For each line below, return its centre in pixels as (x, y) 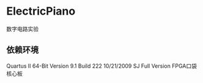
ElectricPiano (41, 11)
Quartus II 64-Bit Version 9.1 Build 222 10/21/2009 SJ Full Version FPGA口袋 (102, 66)
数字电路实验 (22, 29)
